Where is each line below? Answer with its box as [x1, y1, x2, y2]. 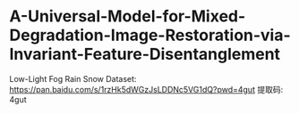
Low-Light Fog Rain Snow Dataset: [9, 73, 137, 84]
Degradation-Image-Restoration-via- [9, 25, 291, 45]
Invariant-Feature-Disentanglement [9, 45, 280, 64]
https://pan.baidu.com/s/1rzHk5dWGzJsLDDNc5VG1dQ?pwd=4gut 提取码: [9, 84, 284, 94]
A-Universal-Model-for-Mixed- [9, 6, 246, 27]
